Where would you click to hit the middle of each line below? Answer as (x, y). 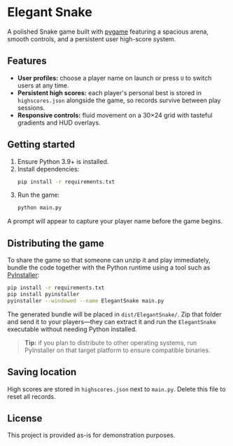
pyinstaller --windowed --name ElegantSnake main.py (86, 301)
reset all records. (31, 396)
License (25, 418)
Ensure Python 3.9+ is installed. (63, 161)
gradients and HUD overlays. (59, 123)
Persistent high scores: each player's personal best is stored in (109, 92)
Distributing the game (56, 243)
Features (27, 61)
